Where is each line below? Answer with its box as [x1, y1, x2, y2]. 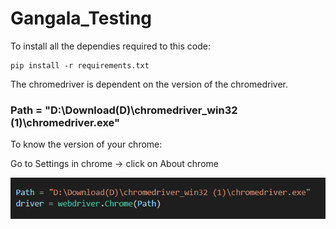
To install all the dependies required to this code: [10, 40, 211, 52]
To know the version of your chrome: [10, 138, 163, 151]
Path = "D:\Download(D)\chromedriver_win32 [10, 103, 238, 117]
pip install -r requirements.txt [10, 60, 150, 71]
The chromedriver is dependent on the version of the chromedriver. [10, 78, 289, 90]
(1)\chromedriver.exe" [10, 115, 121, 129]
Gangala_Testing [10, 7, 153, 30]
